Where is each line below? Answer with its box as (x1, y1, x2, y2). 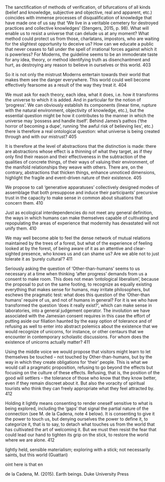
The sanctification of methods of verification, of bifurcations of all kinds (5, 4, 151, 10)
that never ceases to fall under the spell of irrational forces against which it (5, 46, 157, 52)
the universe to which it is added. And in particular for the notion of (5, 97, 141, 103)
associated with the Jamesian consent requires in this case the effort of (5, 313, 151, 318)
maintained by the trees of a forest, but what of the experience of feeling (5, 240, 153, 246)
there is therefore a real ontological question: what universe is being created (5, 129, 160, 134)
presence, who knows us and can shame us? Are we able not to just (21, 251, 160, 257)
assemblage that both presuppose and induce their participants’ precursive (5, 190, 158, 195)
